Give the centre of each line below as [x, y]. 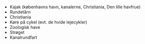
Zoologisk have [25, 27]
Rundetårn [20, 12]
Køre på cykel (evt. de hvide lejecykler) [48, 22]
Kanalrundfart [23, 37]
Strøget [17, 32]
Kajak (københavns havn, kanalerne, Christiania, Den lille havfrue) [75, 7]
